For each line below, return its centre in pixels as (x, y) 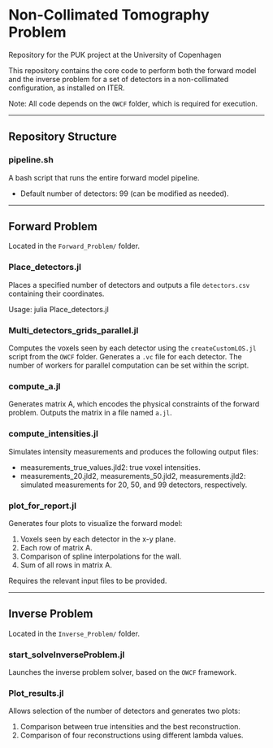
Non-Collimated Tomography (109, 15)
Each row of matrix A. (56, 547)
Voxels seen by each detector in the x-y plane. (98, 539)
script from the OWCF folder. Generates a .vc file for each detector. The (125, 357)
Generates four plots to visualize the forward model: (95, 523)
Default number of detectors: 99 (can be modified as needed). (124, 194)
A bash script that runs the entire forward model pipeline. (104, 177)
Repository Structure (63, 137)
